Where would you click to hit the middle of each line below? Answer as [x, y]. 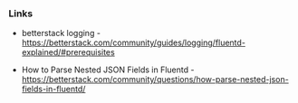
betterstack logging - [61, 33]
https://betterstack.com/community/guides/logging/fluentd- [134, 42]
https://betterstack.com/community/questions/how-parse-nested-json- [155, 80]
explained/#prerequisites [68, 52]
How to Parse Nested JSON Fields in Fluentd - [108, 70]
